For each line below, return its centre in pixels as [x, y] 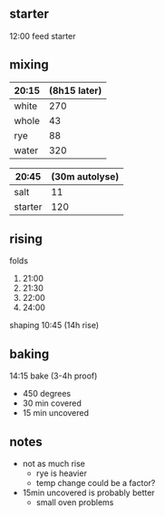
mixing [29, 65]
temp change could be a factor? [96, 483]
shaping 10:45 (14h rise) [54, 326]
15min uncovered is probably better [89, 493]
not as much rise [54, 464]
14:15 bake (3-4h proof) [53, 376]
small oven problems [75, 502]
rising [26, 239]
